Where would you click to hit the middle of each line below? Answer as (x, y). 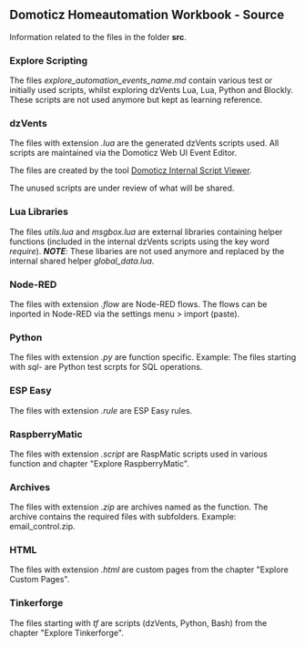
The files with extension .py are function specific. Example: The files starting (153, 357)
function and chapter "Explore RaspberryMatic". (99, 463)
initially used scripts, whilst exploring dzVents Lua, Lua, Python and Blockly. (152, 90)
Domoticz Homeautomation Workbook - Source (147, 15)
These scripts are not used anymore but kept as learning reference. (136, 100)
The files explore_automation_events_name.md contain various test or (141, 80)
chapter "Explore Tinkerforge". (67, 632)
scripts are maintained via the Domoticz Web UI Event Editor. (123, 153)
